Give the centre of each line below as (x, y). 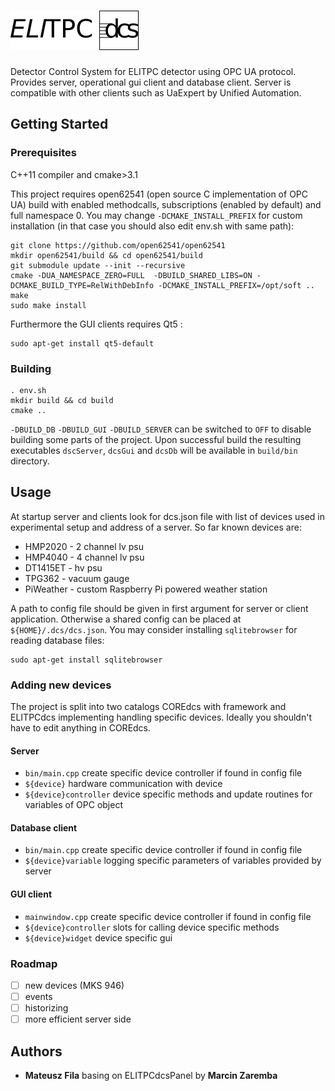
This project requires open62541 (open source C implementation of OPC (159, 194)
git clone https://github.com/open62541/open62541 (118, 245)
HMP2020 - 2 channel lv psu (84, 546)
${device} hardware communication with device (123, 784)
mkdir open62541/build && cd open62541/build (106, 255)
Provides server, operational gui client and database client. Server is (151, 82)
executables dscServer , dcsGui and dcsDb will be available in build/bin (154, 450)
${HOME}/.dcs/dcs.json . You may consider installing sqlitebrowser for (154, 629)
